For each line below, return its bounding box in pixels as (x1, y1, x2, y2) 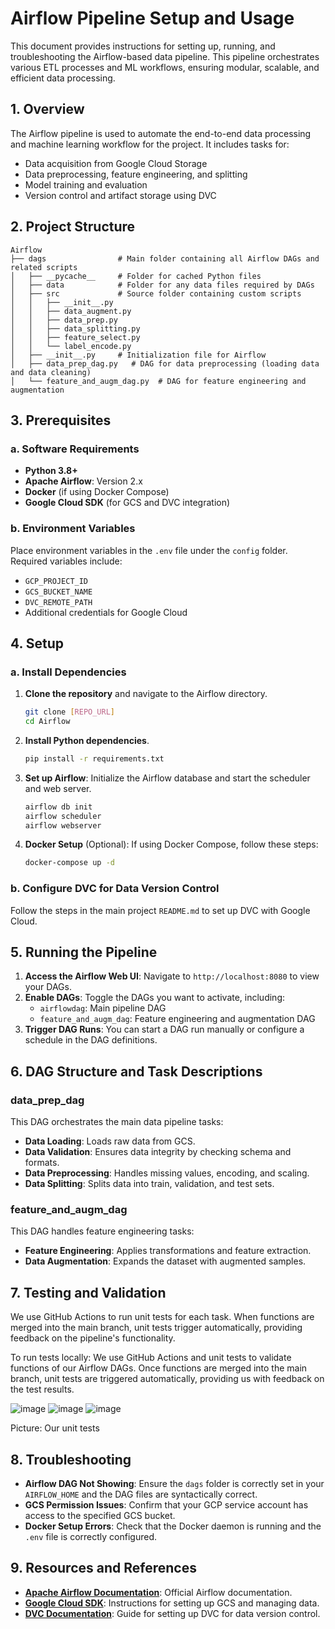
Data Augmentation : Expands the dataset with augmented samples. (24, 1255, 307, 1267)
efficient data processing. (10, 72, 116, 84)
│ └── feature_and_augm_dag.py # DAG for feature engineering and (10, 376, 307, 386)
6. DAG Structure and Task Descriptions (10, 1063, 263, 1080)
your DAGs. (24, 981, 72, 993)
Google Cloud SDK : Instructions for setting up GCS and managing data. (24, 1597, 320, 1609)
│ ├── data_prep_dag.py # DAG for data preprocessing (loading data (10, 358, 320, 369)
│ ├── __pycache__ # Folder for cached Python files (10, 271, 262, 281)
